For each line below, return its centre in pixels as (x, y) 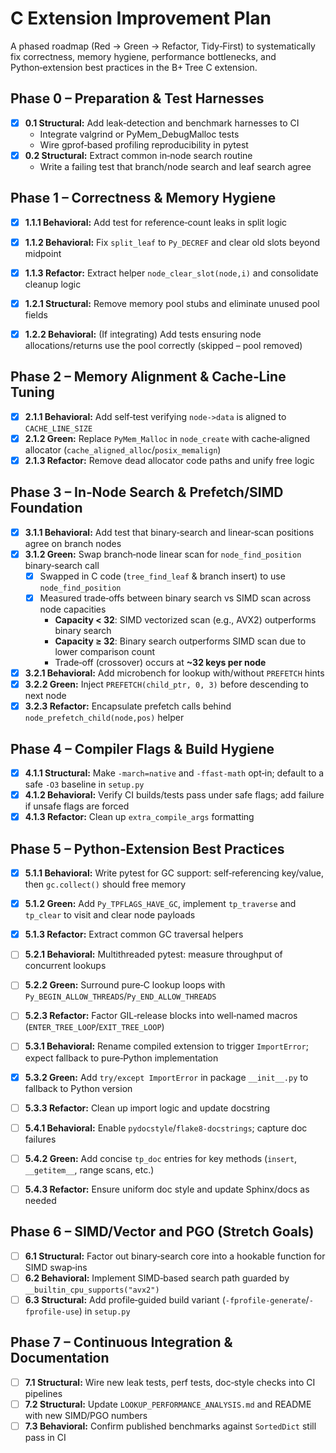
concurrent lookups (65, 966)
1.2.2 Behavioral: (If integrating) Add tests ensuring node (143, 334)
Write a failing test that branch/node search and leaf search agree (175, 166)
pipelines (43, 1393)
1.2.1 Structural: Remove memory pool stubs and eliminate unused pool (172, 303)
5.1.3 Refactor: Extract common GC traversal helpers (134, 934)
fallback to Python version (78, 1088)
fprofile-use (52, 1312)
